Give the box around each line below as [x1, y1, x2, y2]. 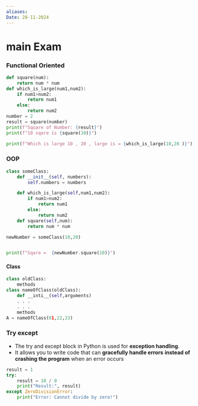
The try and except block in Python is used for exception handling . [14, 342, 180, 349]
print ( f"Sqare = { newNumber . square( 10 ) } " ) [6, 250, 116, 256]
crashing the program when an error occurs [14, 355, 124, 362]
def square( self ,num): [17, 218, 73, 224]
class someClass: [6, 168, 49, 174]
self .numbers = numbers [27, 179, 86, 185]
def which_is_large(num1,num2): [6, 86, 86, 92]
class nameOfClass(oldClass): [6, 287, 81, 293]
